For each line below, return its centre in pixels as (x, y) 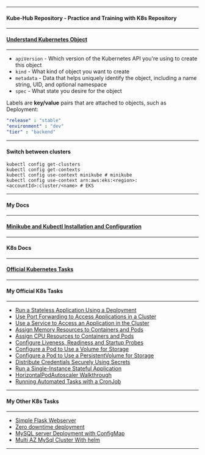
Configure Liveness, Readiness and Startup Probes (79, 343)
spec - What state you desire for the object (68, 91)
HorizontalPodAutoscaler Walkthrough (63, 375)
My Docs (18, 205)
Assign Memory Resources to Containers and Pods (79, 330)
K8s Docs (19, 248)
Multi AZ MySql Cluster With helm (58, 440)
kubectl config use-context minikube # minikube (69, 175)
